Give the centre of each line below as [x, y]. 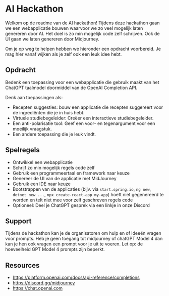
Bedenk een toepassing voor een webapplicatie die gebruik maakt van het [82, 82]
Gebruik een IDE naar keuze [41, 184]
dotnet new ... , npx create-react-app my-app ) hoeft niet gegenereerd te [88, 194]
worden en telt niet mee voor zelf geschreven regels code [73, 200]
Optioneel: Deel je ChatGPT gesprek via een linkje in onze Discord [81, 205]
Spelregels [22, 150]
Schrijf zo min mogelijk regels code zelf [53, 167]
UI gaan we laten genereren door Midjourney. [52, 39]
